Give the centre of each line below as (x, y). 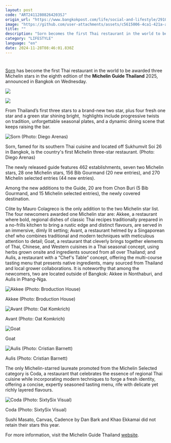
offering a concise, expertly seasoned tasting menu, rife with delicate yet (82, 384)
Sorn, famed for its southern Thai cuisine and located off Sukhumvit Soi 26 (83, 146)
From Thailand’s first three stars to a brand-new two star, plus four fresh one (85, 110)
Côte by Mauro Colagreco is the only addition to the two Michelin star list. (82, 208)
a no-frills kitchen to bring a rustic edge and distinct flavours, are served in (84, 225)
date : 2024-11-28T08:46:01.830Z (39, 48)
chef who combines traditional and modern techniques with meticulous (80, 236)
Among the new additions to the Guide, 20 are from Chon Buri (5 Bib (77, 188)
